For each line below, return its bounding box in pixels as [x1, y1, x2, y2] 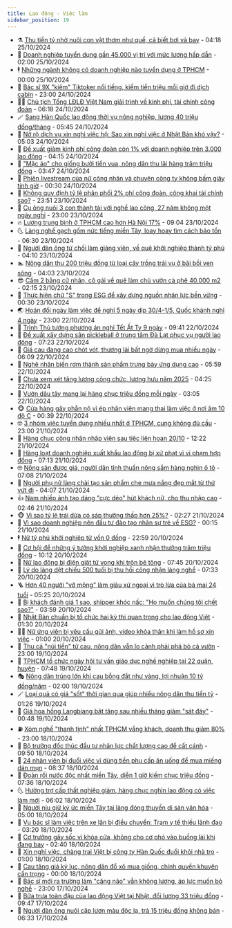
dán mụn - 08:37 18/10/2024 [17, 763, 99, 772]
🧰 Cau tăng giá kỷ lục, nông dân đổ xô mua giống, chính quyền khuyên [17, 862, 219, 871]
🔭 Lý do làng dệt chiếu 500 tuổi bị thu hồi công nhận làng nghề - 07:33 [17, 565, 219, 574]
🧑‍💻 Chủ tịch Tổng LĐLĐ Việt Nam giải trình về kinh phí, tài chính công [17, 98, 215, 106]
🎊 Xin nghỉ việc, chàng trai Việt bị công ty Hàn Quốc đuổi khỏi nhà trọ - [17, 847, 220, 855]
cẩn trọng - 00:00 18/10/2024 [17, 869, 102, 877]
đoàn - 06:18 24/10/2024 [17, 104, 88, 113]
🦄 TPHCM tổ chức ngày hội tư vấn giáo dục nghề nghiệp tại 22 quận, [17, 657, 213, 665]
